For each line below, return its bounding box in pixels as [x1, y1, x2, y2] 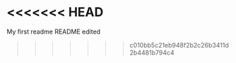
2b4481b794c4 [129, 48, 175, 57]
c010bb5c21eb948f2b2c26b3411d [129, 41, 229, 49]
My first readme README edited [6, 27, 100, 36]
